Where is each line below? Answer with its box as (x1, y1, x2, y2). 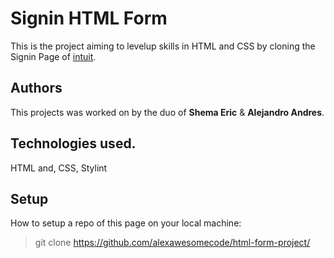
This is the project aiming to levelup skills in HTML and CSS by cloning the (10, 40, 316, 52)
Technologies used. (10, 135, 137, 152)
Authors (10, 80, 63, 97)
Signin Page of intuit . (10, 50, 97, 62)
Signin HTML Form (10, 7, 168, 30)
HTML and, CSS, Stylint (10, 162, 108, 174)
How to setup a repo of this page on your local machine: (10, 217, 242, 229)
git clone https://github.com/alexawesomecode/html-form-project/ (34, 237, 311, 249)
